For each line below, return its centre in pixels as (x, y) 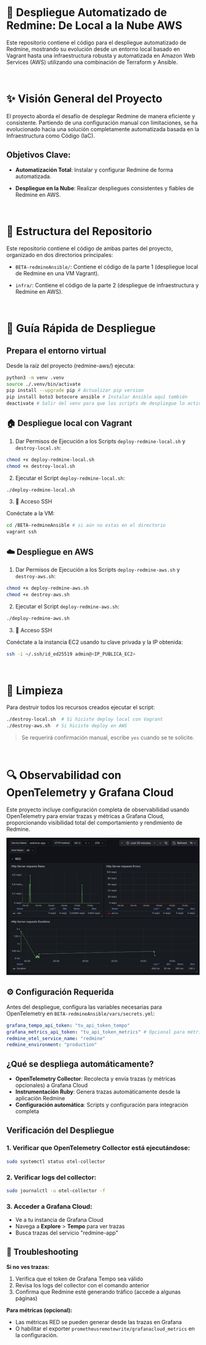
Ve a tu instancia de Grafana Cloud (59, 1220)
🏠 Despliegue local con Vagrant (69, 423)
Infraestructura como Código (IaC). (51, 136)
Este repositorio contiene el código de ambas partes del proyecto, (90, 248)
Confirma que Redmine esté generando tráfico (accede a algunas (98, 1292)
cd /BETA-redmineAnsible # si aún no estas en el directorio (86, 526)
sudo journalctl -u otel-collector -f (56, 1190)
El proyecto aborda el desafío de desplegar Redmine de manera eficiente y (101, 116)
